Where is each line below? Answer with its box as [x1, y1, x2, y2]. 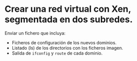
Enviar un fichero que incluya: [4, 30, 66, 36]
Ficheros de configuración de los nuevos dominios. [11, 39, 117, 45]
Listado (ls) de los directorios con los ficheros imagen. [11, 45, 124, 51]
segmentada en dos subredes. [4, 14, 133, 25]
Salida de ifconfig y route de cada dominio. [11, 50, 103, 56]
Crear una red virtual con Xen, [4, 3, 131, 15]
